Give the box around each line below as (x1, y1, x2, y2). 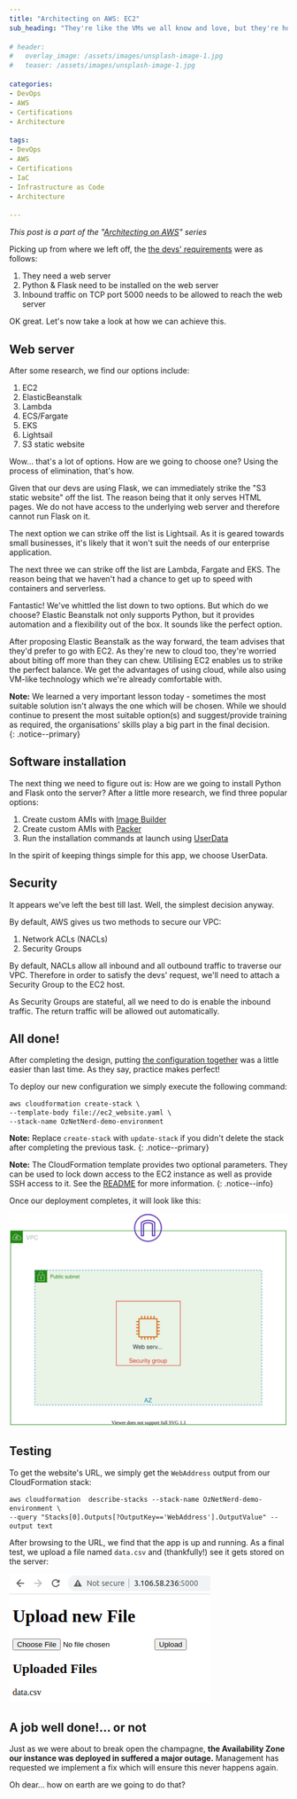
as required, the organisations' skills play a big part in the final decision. (9, 719, 270, 730)
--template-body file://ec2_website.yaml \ (9, 1108, 172, 1117)
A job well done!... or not (9, 1720, 148, 1735)
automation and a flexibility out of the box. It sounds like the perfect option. (9, 619, 283, 630)
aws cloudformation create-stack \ (9, 1099, 141, 1108)
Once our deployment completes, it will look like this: (9, 1195, 202, 1206)
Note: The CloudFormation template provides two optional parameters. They (9, 1160, 288, 1170)
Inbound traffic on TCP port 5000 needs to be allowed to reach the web (21, 289, 283, 301)
